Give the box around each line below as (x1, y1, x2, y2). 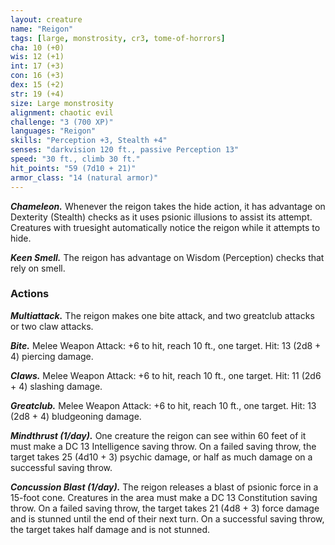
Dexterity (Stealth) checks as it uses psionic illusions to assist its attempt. (10, 211, 313, 223)
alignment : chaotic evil (10, 107, 114, 118)
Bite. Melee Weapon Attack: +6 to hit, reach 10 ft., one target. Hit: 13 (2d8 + (10, 339, 322, 351)
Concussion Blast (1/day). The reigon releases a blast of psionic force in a (10, 481, 319, 493)
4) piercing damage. (10, 350, 94, 362)
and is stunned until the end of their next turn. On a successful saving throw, (10, 512, 325, 525)
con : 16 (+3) (10, 71, 65, 81)
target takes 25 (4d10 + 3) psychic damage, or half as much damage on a (10, 451, 313, 463)
